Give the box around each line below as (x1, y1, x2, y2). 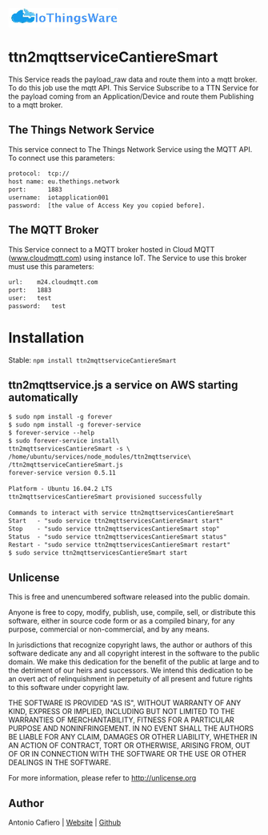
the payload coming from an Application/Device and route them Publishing (8, 91, 254, 101)
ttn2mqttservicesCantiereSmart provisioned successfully (8, 493, 202, 501)
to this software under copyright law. (8, 683, 130, 692)
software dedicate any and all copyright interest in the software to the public (8, 648, 260, 658)
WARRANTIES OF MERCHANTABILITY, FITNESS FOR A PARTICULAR (8, 715, 234, 725)
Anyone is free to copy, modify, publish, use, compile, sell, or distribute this (8, 608, 256, 617)
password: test (8, 302, 66, 310)
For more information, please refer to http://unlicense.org (8, 773, 197, 783)
